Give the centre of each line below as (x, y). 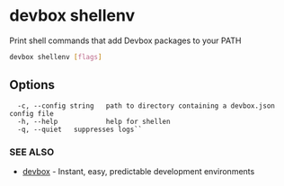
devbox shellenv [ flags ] (56, 57)
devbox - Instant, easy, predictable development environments (138, 171)
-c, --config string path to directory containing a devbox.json (146, 106)
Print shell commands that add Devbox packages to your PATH (125, 40)
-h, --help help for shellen (94, 121)
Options (32, 85)
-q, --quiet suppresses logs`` (80, 129)
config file (31, 113)
